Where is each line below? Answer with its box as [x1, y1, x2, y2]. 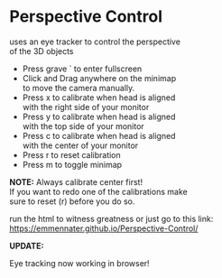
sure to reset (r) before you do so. [9, 196, 135, 207]
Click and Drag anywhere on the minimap [22, 72, 177, 83]
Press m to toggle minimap [22, 159, 123, 170]
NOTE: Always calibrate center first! [9, 176, 143, 187]
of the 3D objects [9, 45, 74, 56]
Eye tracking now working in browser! [9, 257, 151, 268]
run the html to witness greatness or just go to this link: [9, 213, 214, 224]
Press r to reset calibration [22, 149, 122, 160]
